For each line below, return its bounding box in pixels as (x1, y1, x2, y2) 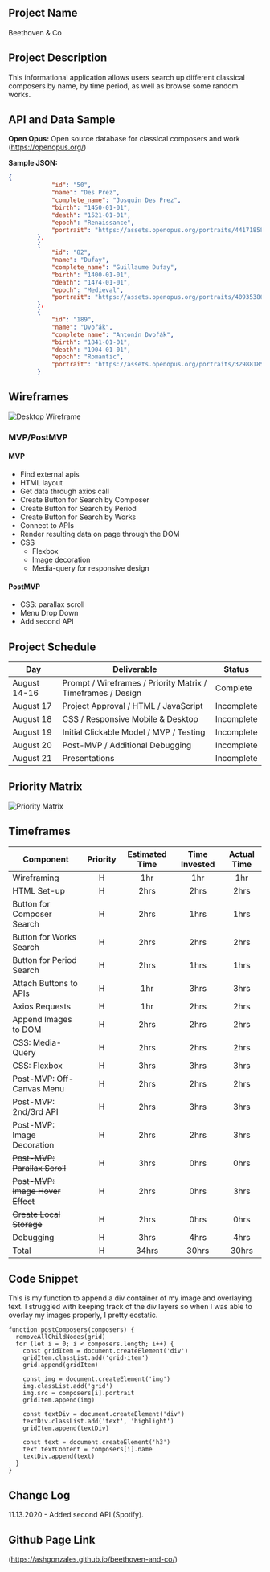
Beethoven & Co (8, 27, 63, 37)
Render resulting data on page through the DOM (19, 530, 180, 538)
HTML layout (19, 478, 63, 487)
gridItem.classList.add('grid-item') (22, 1354, 149, 1362)
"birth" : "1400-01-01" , (51, 271, 131, 279)
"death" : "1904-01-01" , (51, 346, 131, 354)
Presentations (62, 753, 115, 764)
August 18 (12, 714, 52, 725)
